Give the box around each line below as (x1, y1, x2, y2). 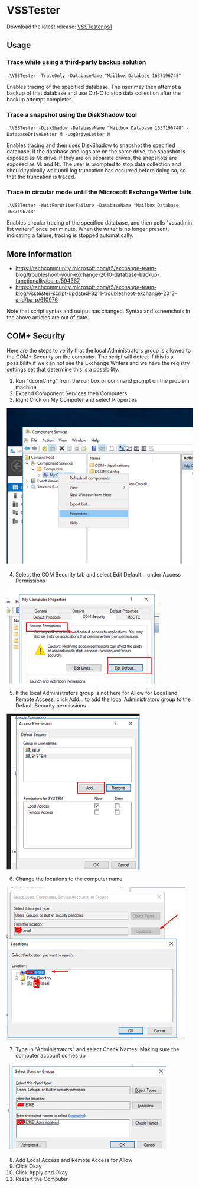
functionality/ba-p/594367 (15, 277, 80, 284)
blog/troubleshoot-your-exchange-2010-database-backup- (15, 271, 160, 278)
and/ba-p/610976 (15, 296, 58, 303)
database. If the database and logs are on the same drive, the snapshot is (6, 148, 185, 155)
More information (6, 249, 73, 259)
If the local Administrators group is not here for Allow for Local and (15, 690, 178, 697)
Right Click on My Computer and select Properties (15, 396, 138, 403)
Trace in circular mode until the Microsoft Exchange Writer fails (6, 188, 192, 196)
